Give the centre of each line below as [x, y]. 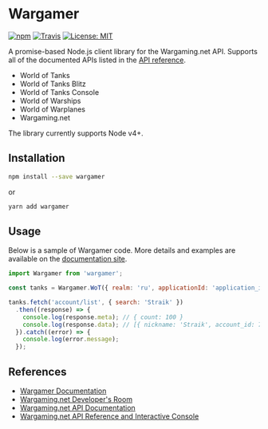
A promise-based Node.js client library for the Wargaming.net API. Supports [133, 51]
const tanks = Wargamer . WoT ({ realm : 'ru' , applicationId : [108, 288]
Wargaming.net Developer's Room [76, 399]
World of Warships [50, 100]
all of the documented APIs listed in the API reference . [97, 60]
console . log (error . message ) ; [71, 340]
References [37, 372]
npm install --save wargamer [57, 176]
